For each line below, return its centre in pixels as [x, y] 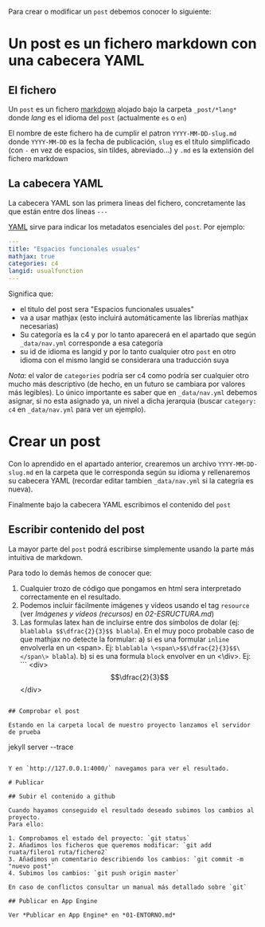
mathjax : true [32, 256]
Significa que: [31, 294]
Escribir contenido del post [76, 530]
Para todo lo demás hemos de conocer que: [80, 573]
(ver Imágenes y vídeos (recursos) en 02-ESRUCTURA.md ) [117, 613]
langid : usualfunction [46, 271]
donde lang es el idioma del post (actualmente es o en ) [97, 118]
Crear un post [55, 442]
